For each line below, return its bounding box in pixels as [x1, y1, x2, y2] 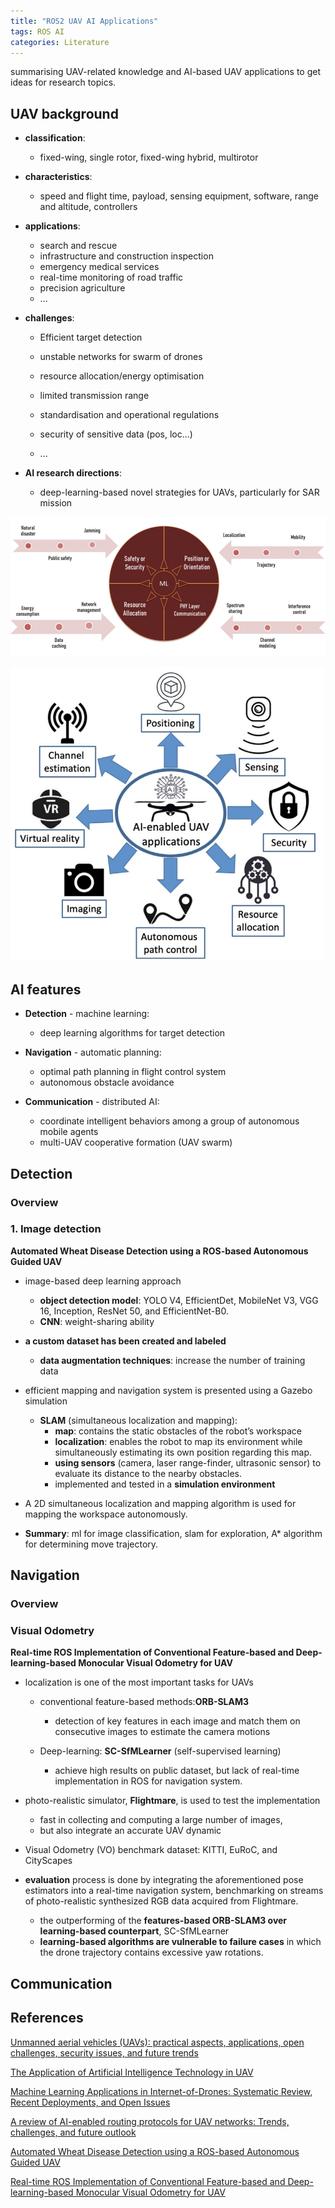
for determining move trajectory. [24, 1538, 159, 1550]
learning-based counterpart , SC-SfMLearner [39, 1925, 230, 1937]
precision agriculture [39, 282, 126, 294]
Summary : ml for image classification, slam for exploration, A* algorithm [24, 1527, 323, 1539]
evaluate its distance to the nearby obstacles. [54, 1467, 243, 1479]
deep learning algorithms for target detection [39, 1027, 226, 1039]
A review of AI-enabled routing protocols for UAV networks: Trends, [10, 2115, 290, 2127]
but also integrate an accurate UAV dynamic [39, 1825, 222, 1837]
